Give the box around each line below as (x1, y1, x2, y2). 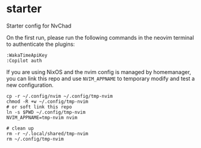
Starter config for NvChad (6, 22, 72, 29)
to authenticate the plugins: (6, 40, 75, 48)
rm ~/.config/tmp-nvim (6, 136, 64, 142)
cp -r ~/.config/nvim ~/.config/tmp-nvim (6, 93, 113, 99)
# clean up (6, 125, 34, 131)
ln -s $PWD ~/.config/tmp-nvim (6, 109, 86, 115)
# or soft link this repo (6, 103, 72, 110)
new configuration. (6, 81, 54, 89)
